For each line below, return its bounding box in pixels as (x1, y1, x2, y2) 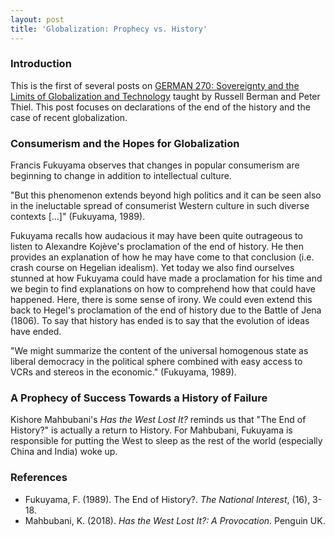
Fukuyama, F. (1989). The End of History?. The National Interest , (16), (24, 493, 311, 505)
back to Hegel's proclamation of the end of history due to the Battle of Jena (10, 304, 322, 316)
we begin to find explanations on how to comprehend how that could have (10, 283, 316, 295)
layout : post (10, 14, 65, 25)
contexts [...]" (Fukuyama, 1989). (10, 211, 146, 223)
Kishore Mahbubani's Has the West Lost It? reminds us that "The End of (10, 414, 307, 426)
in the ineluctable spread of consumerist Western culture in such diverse (10, 200, 310, 212)
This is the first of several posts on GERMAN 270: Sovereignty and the (10, 79, 300, 91)
